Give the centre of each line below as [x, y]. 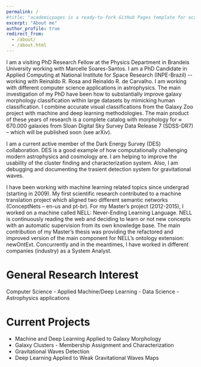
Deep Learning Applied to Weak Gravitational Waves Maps [87, 357]
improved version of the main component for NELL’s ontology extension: [95, 238]
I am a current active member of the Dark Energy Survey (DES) [84, 144]
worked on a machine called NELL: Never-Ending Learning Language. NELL [99, 213]
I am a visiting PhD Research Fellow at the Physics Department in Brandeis [98, 62]
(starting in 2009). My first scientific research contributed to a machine [94, 193]
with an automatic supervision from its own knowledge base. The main [93, 225]
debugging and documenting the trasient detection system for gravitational [99, 169]
